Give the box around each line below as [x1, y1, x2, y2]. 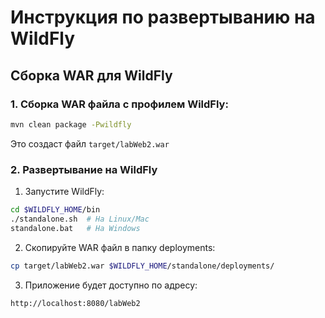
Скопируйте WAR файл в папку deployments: [24, 241, 216, 253]
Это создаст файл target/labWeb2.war [10, 137, 170, 150]
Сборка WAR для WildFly [10, 67, 173, 84]
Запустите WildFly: [24, 186, 105, 198]
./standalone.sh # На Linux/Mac [10, 214, 150, 224]
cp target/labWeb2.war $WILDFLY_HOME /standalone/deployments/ [10, 261, 275, 271]
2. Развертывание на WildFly [10, 162, 158, 176]
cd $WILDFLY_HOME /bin [10, 205, 101, 215]
